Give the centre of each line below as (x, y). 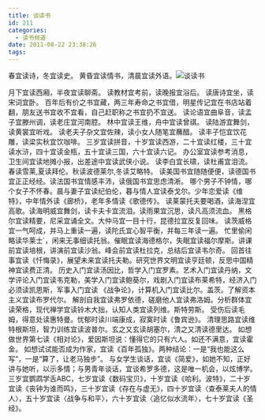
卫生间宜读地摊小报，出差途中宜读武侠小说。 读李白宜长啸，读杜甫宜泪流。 (130, 161)
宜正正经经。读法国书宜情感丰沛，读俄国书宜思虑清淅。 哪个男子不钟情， (127, 181)
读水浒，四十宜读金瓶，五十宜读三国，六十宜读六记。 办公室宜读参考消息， (130, 152)
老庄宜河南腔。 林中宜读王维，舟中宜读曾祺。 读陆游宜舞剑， (155, 122)
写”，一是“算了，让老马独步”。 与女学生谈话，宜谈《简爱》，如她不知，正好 (129, 359)
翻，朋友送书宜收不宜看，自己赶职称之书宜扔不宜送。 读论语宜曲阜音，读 (127, 112)
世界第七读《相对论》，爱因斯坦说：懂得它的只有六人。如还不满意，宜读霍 (134, 339)
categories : (28, 30)
